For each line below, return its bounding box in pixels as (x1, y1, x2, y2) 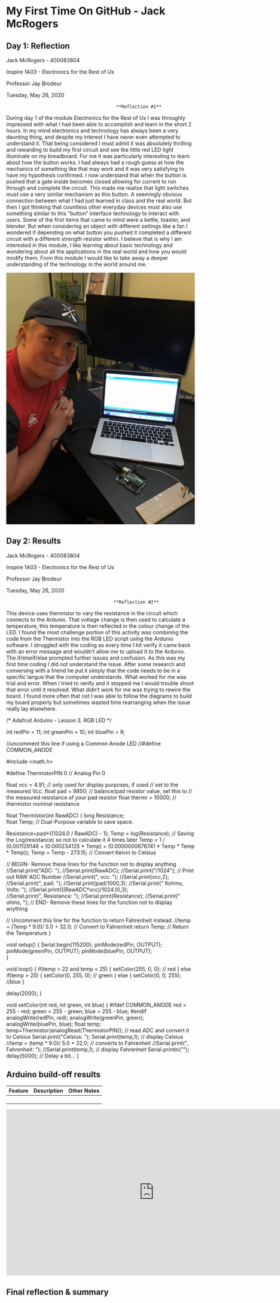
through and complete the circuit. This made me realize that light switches (6, 185, 189, 191)
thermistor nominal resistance (6, 800, 80, 807)
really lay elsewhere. (6, 705, 57, 712)
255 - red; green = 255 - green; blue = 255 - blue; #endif (6, 1008, 147, 1015)
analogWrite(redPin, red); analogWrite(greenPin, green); (6, 1014, 144, 1021)
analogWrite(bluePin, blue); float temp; (6, 1020, 102, 1027)
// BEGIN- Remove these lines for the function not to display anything (6, 860, 176, 867)
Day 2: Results (6, 536, 62, 546)
